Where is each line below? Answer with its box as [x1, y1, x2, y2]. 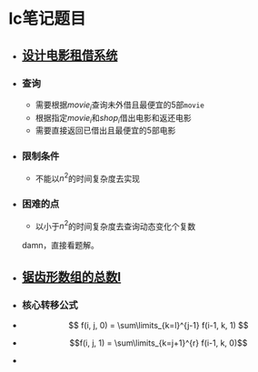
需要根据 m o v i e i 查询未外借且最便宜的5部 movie [35, 99, 205, 112]
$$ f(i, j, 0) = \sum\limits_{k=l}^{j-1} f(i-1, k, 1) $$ [68, 320, 249, 331]
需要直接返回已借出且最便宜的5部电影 [35, 125, 176, 136]
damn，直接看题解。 [21, 240, 99, 251]
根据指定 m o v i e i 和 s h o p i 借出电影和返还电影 [35, 112, 192, 126]
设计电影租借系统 [21, 47, 118, 63]
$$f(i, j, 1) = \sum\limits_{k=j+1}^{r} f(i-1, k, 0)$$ [69, 337, 248, 348]
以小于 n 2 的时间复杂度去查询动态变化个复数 [35, 219, 196, 232]
